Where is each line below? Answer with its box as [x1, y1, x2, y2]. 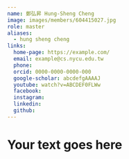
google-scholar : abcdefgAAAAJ [13, 74, 101, 82]
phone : [13, 62, 33, 69]
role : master [7, 23, 45, 30]
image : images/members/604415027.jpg [7, 17, 117, 24]
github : [13, 107, 36, 114]
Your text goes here [7, 137, 123, 153]
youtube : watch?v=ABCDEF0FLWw [13, 81, 101, 88]
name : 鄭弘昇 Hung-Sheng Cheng [7, 10, 95, 17]
